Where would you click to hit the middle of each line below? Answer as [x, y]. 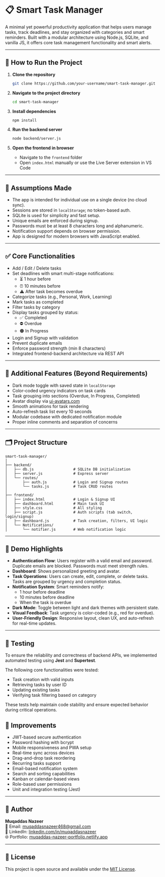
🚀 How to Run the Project [44, 63]
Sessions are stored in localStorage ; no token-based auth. [71, 210]
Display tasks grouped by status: [45, 312]
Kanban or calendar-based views [46, 779]
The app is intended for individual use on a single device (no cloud [80, 200]
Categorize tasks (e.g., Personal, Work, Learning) [62, 297]
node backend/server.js [37, 138]
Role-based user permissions [42, 784]
